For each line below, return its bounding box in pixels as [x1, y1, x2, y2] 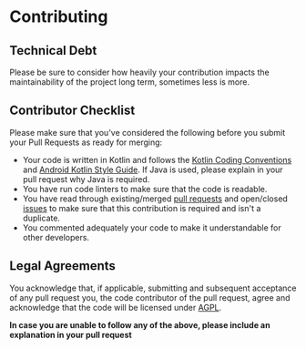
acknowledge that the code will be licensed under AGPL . [9, 302, 222, 313]
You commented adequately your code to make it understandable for [22, 221, 281, 233]
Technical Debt [9, 43, 97, 58]
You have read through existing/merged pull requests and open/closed [22, 193, 289, 204]
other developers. [22, 231, 89, 242]
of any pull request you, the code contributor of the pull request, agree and [9, 292, 291, 303]
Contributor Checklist [9, 103, 136, 118]
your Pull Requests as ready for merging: [9, 137, 163, 148]
